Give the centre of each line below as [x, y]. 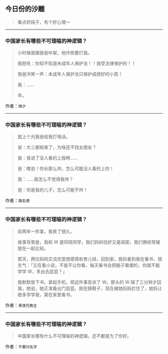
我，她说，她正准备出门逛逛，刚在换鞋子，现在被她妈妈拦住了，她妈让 [90, 288]
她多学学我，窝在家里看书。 [46, 294]
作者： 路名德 [17, 201]
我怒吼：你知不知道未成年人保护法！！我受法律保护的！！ [76, 64]
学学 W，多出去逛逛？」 [42, 271]
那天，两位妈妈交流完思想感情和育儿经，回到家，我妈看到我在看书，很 [90, 259]
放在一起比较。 [33, 248]
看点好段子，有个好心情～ [44, 22]
